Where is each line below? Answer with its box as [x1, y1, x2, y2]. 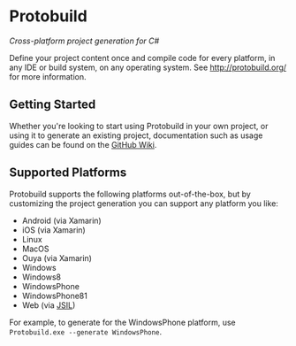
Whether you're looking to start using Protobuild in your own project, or [9, 120, 269, 131]
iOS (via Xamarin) [21, 224, 86, 235]
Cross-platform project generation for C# [9, 35, 160, 46]
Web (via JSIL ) [21, 299, 76, 311]
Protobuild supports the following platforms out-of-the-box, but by [9, 188, 252, 199]
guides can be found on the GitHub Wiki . [9, 139, 157, 150]
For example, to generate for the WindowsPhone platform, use [9, 317, 236, 327]
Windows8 [21, 272, 62, 282]
